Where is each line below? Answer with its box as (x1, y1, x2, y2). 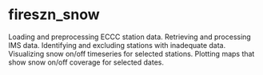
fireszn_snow (8, 6, 100, 24)
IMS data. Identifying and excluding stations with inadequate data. (8, 40, 226, 49)
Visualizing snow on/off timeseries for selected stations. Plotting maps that (8, 49, 255, 58)
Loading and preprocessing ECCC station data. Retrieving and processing (8, 32, 252, 41)
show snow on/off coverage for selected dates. (8, 57, 165, 67)
